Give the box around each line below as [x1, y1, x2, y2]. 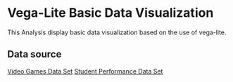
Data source [7, 48, 62, 60]
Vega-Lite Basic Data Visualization [7, 5, 214, 21]
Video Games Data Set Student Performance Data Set [7, 67, 163, 75]
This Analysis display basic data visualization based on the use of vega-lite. [7, 28, 227, 36]
